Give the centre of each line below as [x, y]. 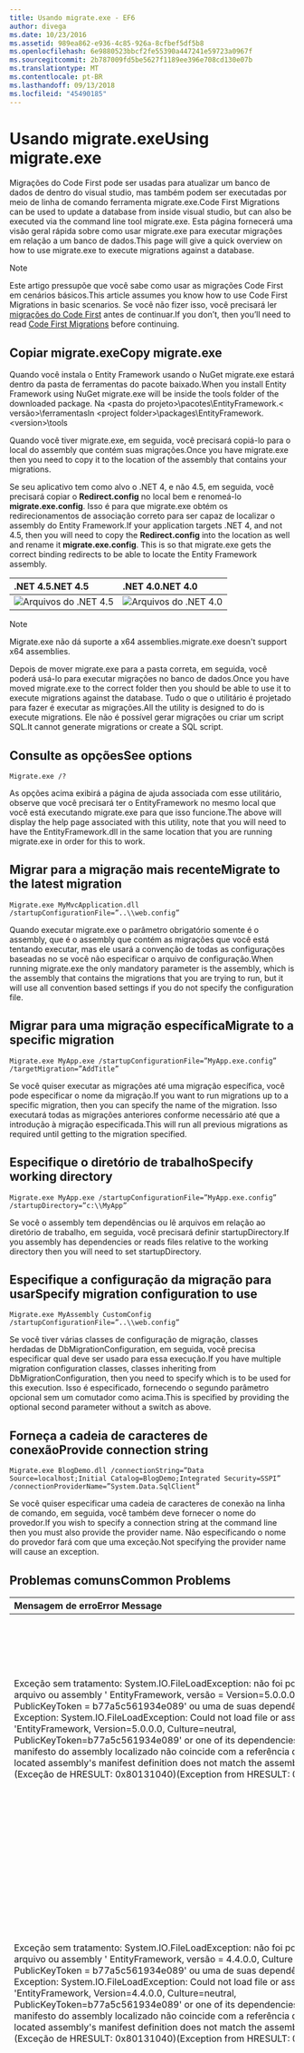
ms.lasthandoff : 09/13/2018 [62, 85]
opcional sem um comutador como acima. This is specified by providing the [149, 1398]
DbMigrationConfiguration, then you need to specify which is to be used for [150, 1378]
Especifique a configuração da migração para [141, 1279]
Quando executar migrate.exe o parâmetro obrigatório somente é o [134, 929]
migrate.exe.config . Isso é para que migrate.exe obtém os [119, 506]
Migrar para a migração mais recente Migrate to [145, 870]
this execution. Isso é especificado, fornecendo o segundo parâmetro [139, 1388]
